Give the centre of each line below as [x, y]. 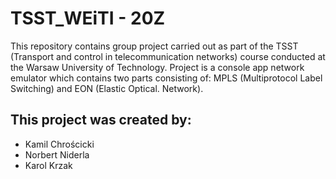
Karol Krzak [48, 165]
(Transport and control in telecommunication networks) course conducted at [168, 56]
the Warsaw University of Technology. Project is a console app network [157, 67]
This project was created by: [101, 120]
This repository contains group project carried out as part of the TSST [154, 46]
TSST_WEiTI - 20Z [88, 18]
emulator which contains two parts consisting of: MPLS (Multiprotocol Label [166, 78]
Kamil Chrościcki [59, 144]
